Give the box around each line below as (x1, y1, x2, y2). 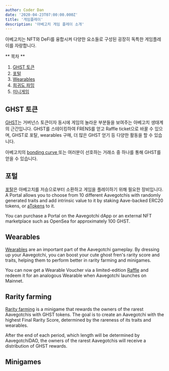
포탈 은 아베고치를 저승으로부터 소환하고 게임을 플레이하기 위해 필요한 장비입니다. (5, 186, 163, 192)
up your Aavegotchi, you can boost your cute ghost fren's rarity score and (5, 252, 160, 258)
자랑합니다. (14, 43, 37, 49)
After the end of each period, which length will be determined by (5, 332, 140, 338)
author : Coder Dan (5, 7, 44, 13)
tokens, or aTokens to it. (5, 203, 55, 209)
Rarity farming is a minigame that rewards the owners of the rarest (5, 306, 144, 312)
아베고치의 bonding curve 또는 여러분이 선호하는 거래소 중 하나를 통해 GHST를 (5, 149, 161, 156)
